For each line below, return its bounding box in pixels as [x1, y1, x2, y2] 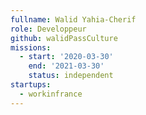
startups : [10, 80, 52, 90]
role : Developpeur [10, 24, 87, 34]
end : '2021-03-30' [28, 61, 105, 71]
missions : [10, 42, 52, 53]
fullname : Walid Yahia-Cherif [10, 14, 137, 25]
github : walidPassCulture [10, 33, 118, 43]
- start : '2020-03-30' [19, 52, 114, 62]
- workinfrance [19, 89, 83, 99]
